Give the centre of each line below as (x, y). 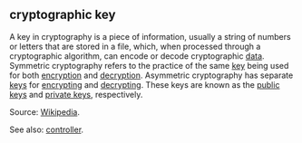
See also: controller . (47, 129)
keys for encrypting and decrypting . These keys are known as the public (145, 84)
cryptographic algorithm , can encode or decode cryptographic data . (137, 56)
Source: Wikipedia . (44, 111)
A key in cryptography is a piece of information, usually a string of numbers (151, 36)
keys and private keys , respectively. (76, 94)
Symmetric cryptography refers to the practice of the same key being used (149, 65)
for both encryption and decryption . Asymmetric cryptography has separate (151, 75)
